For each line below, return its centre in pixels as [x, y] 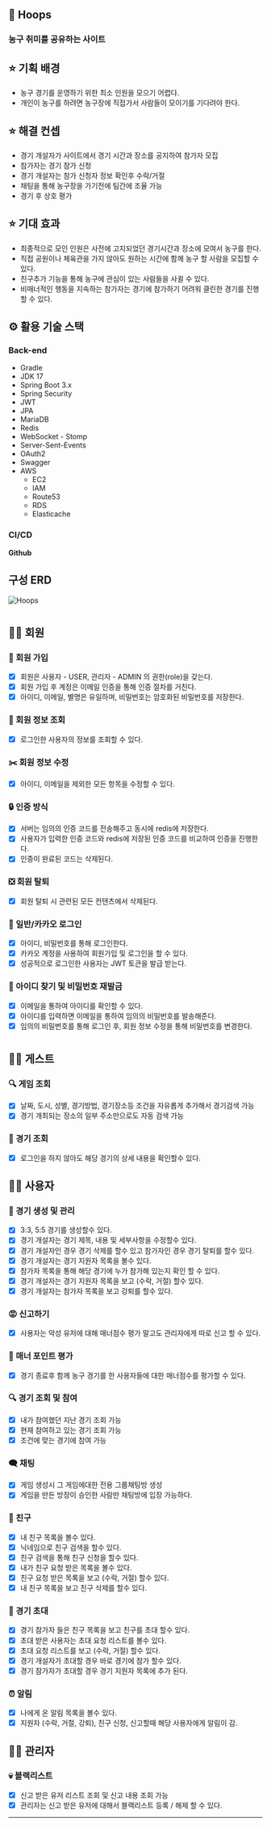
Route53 [46, 497]
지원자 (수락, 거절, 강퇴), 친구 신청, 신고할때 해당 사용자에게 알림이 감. [129, 1723]
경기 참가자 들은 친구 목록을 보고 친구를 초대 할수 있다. [105, 1630]
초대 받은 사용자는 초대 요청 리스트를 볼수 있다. [93, 1640]
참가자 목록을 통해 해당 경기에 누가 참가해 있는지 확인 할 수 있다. [120, 1270]
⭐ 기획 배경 [34, 68]
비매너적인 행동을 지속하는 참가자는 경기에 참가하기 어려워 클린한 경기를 [132, 289]
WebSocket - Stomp [54, 437]
